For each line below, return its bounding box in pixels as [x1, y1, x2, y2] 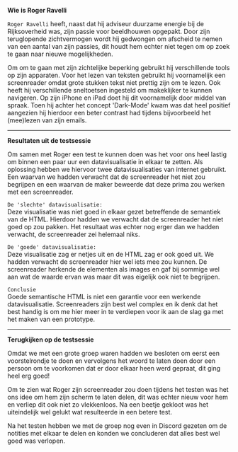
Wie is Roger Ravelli [7, 6, 67, 14]
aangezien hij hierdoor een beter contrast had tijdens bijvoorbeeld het [7, 109, 211, 117]
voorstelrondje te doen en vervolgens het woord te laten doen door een [7, 357, 216, 365]
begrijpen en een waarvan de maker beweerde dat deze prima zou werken [7, 180, 225, 188]
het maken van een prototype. [7, 315, 96, 323]
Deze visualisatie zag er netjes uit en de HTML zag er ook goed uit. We [7, 250, 215, 258]
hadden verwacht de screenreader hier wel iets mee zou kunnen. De [7, 257, 208, 266]
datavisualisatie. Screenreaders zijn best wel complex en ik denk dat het [7, 300, 218, 308]
